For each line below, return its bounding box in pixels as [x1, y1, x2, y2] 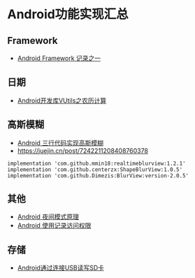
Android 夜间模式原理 [17, 212, 79, 221]
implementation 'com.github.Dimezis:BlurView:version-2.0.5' [7, 172, 189, 179]
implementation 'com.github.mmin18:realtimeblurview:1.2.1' [7, 160, 187, 167]
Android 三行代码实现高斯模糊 [17, 138, 103, 147]
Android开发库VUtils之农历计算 [17, 96, 107, 105]
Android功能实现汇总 [7, 6, 129, 22]
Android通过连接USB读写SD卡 [17, 263, 105, 272]
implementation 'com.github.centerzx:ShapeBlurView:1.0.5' [7, 166, 183, 173]
